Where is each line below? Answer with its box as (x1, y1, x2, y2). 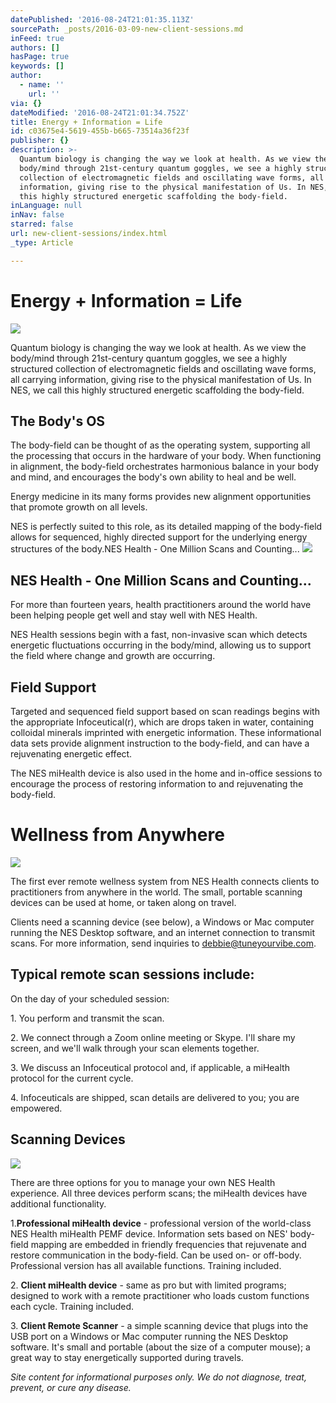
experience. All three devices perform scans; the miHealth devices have (10, 1187, 308, 1199)
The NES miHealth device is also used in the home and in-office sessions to (10, 767, 323, 779)
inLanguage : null (10, 201, 83, 211)
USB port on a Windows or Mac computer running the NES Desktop (10, 1330, 289, 1342)
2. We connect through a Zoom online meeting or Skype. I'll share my (10, 1031, 296, 1043)
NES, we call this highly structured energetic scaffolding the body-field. (10, 384, 305, 396)
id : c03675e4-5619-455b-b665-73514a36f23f (10, 126, 190, 136)
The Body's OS (10, 412, 106, 430)
